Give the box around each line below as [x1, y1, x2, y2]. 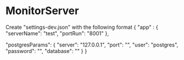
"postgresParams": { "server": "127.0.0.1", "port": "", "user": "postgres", [5, 41, 179, 48]
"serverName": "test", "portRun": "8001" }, [5, 29, 109, 36]
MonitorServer [5, 4, 79, 18]
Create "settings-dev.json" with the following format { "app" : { [5, 24, 159, 31]
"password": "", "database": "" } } [5, 47, 87, 54]
